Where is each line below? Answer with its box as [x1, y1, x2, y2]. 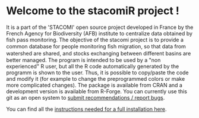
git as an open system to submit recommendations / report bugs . [6, 94, 165, 101]
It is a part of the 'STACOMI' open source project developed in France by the [6, 24, 194, 31]
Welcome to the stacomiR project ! [6, 4, 180, 18]
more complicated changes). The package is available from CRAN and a [6, 81, 183, 88]
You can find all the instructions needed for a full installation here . [6, 105, 167, 113]
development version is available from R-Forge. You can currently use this [6, 87, 187, 95]
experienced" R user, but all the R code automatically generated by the [6, 63, 179, 70]
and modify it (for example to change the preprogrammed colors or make [6, 75, 185, 82]
